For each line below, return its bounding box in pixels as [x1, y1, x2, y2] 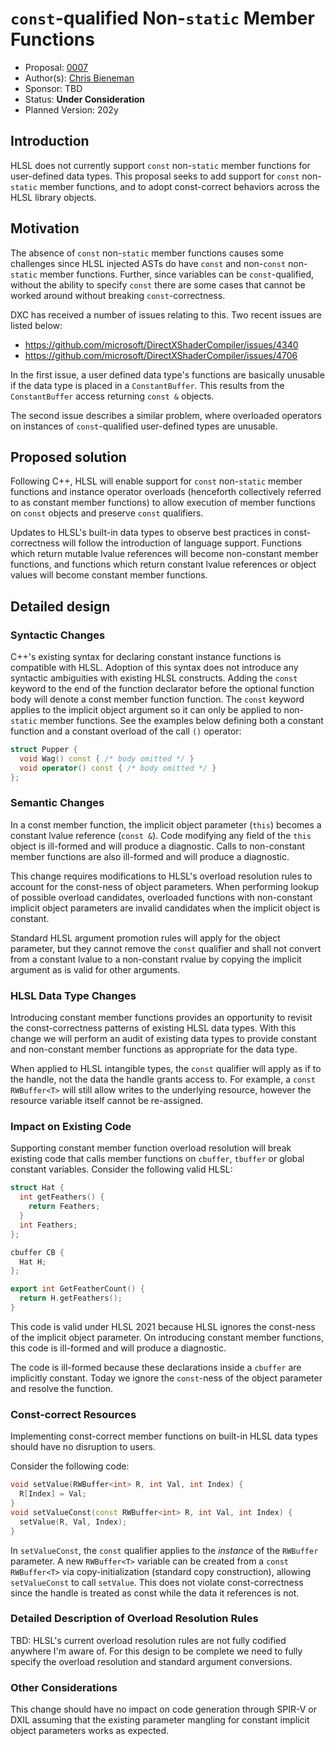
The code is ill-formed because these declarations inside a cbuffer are [10, 1361, 302, 1373]
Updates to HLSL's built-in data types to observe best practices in [10, 527, 282, 539]
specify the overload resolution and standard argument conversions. [10, 1655, 293, 1667]
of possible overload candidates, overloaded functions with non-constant [10, 891, 313, 903]
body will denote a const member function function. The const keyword [10, 693, 305, 706]
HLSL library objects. [10, 191, 97, 203]
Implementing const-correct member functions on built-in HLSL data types [10, 1430, 319, 1442]
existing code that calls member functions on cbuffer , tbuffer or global [10, 1153, 305, 1165]
